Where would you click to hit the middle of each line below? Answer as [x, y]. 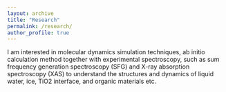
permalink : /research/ [40, 26]
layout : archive [30, 13]
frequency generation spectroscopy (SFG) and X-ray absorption [98, 67]
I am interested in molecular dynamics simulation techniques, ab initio [106, 52]
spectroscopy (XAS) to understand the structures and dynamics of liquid [111, 74]
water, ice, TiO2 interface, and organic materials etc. [82, 81]
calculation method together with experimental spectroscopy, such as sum [113, 60]
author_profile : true [38, 33]
